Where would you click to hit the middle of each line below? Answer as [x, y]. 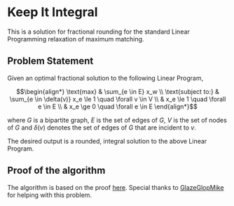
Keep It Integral [53, 12]
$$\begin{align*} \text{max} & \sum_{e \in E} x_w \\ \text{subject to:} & [118, 91]
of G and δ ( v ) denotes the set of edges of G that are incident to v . [102, 128]
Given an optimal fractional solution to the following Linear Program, [105, 78]
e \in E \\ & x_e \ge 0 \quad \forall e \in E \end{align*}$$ [118, 107]
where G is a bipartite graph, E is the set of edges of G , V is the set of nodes [117, 120]
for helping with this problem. [50, 195]
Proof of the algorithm [56, 171]
